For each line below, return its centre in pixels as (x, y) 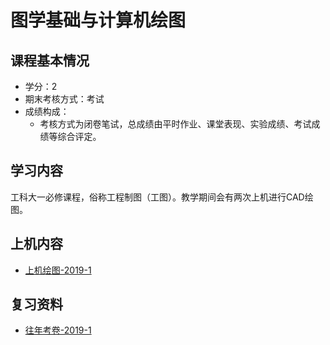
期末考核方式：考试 (64, 99)
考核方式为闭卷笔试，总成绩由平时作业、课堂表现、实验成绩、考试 (175, 124)
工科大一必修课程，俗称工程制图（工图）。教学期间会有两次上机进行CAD (157, 197)
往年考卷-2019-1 (58, 330)
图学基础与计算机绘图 (98, 20)
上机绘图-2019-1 (58, 270)
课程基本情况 (50, 60)
